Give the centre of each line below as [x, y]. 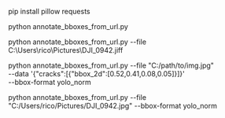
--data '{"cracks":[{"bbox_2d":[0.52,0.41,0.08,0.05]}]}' [96, 74]
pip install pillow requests [49, 11]
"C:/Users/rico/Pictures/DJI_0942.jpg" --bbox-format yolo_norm [113, 106]
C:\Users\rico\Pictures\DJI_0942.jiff [66, 50]
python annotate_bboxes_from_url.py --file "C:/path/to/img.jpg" [111, 65]
